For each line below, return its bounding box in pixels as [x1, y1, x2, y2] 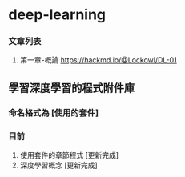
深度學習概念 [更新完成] [19, 160, 98, 170]
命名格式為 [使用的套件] [8, 107, 99, 118]
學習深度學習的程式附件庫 [8, 81, 135, 95]
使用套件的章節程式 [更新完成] [19, 151, 119, 160]
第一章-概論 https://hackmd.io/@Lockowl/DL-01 [19, 55, 178, 65]
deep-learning [8, 6, 107, 24]
